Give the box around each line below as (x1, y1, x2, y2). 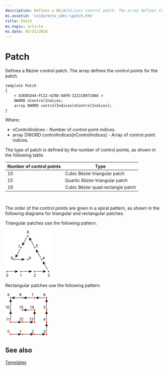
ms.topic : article (5, 24, 43, 29)
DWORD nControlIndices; (14, 98, 64, 103)
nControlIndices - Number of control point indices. (12, 127, 116, 133)
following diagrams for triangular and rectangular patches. (5, 210, 124, 216)
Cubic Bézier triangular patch (65, 170, 125, 177)
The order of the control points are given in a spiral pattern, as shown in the (5, 205, 160, 211)
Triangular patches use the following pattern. (5, 220, 97, 226)
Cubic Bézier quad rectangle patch (65, 185, 136, 190)
